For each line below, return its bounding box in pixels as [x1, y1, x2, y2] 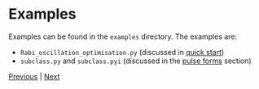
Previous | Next [8, 71, 60, 81]
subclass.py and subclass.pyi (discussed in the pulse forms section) [20, 56, 252, 66]
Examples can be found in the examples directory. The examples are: [8, 32, 238, 41]
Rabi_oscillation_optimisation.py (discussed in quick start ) [20, 47, 225, 57]
